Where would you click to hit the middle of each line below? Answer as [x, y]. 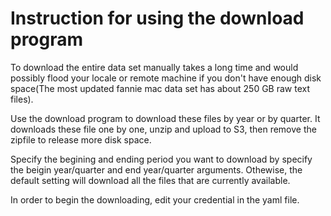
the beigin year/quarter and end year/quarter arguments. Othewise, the [156, 169]
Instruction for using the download [157, 18]
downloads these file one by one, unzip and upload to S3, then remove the [163, 129]
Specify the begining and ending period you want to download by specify [161, 159]
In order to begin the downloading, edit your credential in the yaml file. [155, 199]
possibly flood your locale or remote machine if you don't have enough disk [166, 78]
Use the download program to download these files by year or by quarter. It [165, 118]
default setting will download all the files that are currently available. [150, 180]
